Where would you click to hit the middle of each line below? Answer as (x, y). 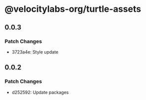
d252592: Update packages (40, 92)
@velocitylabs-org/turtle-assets (73, 9)
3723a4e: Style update (35, 52)
